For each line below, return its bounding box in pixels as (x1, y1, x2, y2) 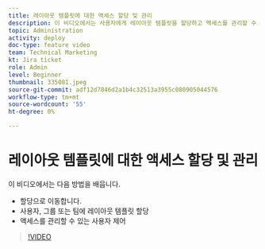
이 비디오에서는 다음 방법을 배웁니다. (8, 179, 121, 189)
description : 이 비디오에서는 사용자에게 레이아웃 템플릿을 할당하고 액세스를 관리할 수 (8, 19, 257, 27)
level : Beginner (8, 71, 62, 79)
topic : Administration (8, 26, 83, 34)
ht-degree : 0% (8, 108, 56, 116)
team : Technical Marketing (8, 49, 98, 56)
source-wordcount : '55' (8, 100, 87, 108)
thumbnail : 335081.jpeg (8, 78, 87, 86)
